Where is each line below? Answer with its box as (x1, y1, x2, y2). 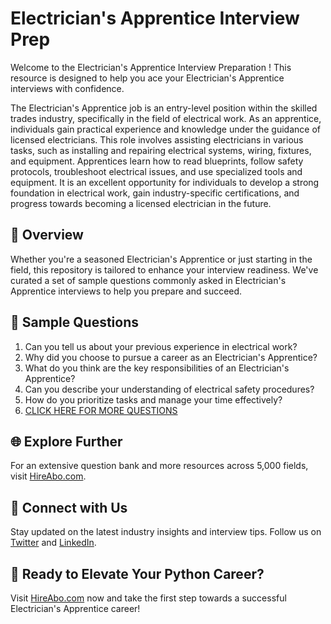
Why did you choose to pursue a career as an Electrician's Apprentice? (24, 351, 318, 363)
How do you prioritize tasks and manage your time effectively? (24, 393, 283, 406)
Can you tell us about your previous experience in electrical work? (24, 340, 298, 352)
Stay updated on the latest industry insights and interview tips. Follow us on (10, 526, 322, 538)
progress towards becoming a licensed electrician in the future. (10, 197, 272, 209)
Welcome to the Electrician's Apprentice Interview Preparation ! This (10, 61, 292, 73)
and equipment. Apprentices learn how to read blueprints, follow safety (10, 155, 304, 167)
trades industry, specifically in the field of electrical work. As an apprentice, (10, 112, 322, 124)
